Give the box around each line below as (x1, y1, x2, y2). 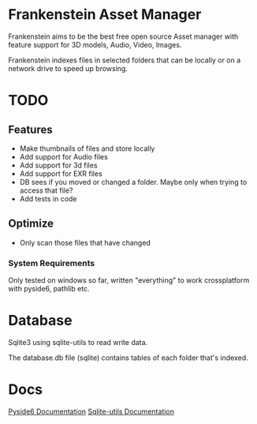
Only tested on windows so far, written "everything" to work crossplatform (8, 276, 250, 285)
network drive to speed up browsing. (8, 63, 128, 73)
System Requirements (8, 257, 95, 268)
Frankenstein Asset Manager (8, 6, 202, 24)
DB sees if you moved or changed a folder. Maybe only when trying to (19, 177, 248, 186)
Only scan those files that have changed (19, 238, 151, 247)
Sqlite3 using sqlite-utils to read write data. (8, 337, 148, 347)
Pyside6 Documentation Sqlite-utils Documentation (8, 407, 175, 416)
